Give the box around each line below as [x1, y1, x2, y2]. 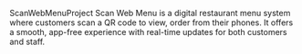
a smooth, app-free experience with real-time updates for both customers [9, 27, 287, 37]
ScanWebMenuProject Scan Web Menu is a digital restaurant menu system [9, 8, 291, 18]
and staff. [9, 36, 46, 47]
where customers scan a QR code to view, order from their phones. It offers [9, 17, 294, 28]
